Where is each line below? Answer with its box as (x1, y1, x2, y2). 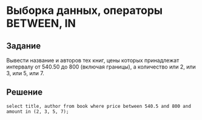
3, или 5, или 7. (6, 70, 44, 76)
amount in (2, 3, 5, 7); (6, 108, 69, 115)
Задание (6, 41, 41, 51)
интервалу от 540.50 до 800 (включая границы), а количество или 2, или (6, 63, 196, 70)
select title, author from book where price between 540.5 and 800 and (6, 103, 191, 109)
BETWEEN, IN (6, 16, 76, 30)
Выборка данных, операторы (6, 4, 163, 18)
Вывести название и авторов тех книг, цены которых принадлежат (6, 57, 180, 64)
